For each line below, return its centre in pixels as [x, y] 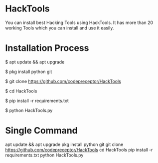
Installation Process [47, 48]
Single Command [42, 131]
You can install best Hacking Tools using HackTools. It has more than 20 [79, 22]
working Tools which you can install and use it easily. [60, 27]
